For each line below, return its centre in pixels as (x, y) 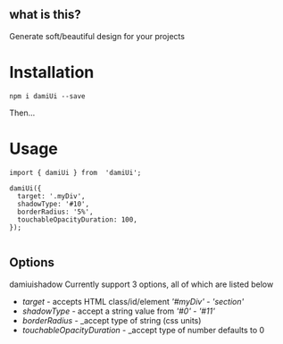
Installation (52, 72)
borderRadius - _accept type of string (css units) (112, 320)
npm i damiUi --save (48, 96)
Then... (22, 113)
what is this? (46, 15)
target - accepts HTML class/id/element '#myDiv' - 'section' (133, 301)
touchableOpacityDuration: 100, (78, 219)
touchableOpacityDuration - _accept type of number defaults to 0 (143, 330)
